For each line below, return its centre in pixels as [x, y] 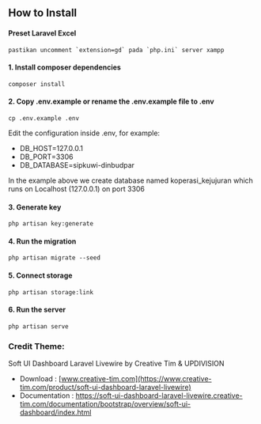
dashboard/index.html [55, 413]
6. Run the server [37, 310]
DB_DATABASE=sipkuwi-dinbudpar [77, 165]
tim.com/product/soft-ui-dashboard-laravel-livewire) [105, 388]
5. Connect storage [40, 275]
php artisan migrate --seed [55, 258]
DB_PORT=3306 [46, 157]
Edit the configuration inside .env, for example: [84, 133]
